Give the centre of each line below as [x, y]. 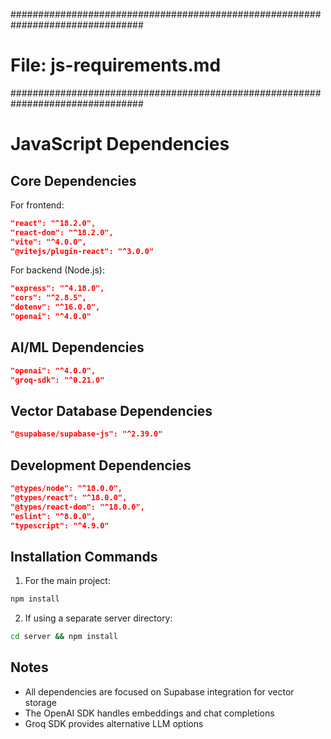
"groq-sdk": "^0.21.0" [57, 380]
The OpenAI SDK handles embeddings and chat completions [149, 713]
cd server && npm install [64, 637]
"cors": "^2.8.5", [48, 298]
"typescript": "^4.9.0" [60, 525]
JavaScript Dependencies [120, 144]
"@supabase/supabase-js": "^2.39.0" [86, 434]
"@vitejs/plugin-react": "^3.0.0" [82, 251]
